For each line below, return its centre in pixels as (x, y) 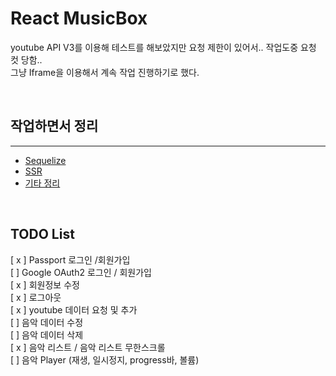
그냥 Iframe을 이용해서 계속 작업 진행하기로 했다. (105, 72)
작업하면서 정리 (54, 126)
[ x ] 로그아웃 (36, 297)
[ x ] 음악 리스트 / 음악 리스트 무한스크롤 (88, 347)
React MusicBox (79, 18)
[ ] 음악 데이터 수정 (47, 322)
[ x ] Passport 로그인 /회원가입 (70, 259)
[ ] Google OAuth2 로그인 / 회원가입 (81, 272)
